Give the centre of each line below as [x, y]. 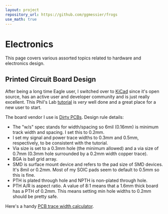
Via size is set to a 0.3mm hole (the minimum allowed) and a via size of [86, 149]
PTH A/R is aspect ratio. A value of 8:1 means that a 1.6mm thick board [85, 186]
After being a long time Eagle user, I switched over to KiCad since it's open [82, 92]
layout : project [22, 10]
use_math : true [21, 19]
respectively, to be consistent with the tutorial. [60, 143]
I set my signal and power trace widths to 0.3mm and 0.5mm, [75, 138]
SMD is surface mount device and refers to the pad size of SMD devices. [88, 165]
